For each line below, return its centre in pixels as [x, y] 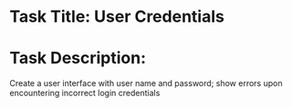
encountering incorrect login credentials [85, 93]
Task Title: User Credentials [117, 17]
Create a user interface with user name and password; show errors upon [146, 83]
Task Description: [78, 58]
